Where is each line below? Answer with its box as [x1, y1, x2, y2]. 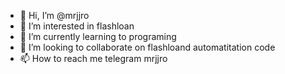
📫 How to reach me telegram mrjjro [19, 53, 168, 64]
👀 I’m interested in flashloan [19, 20, 135, 32]
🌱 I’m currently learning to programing [19, 31, 177, 42]
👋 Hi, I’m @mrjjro [19, 10, 90, 21]
